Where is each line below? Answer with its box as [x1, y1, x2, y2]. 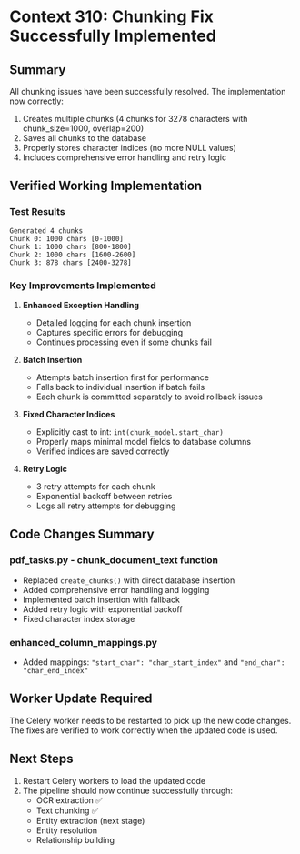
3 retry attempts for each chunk [35, 480, 156, 492]
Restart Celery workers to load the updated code [22, 775, 206, 786]
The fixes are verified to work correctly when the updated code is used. [9, 725, 278, 736]
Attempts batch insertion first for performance [35, 371, 209, 383]
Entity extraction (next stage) [35, 815, 145, 826]
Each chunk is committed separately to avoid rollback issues [35, 391, 264, 402]
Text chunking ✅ [35, 805, 99, 816]
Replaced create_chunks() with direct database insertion [22, 575, 235, 586]
